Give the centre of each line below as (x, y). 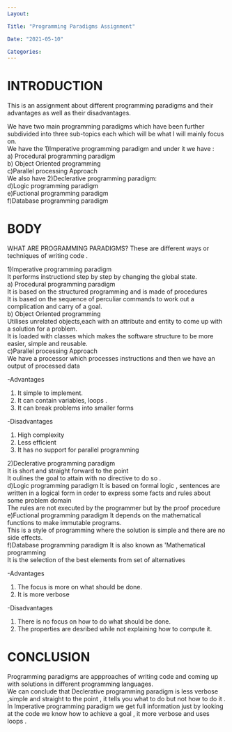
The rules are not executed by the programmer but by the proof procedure (114, 508)
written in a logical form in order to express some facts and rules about (109, 493)
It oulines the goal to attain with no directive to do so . (84, 478)
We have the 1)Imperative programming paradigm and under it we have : (111, 149)
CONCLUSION (49, 657)
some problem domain (39, 501)
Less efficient (37, 443)
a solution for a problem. (42, 329)
